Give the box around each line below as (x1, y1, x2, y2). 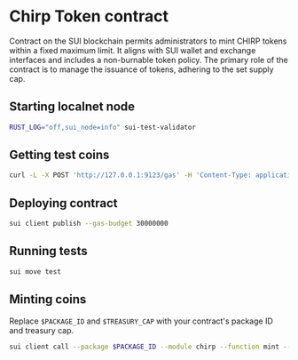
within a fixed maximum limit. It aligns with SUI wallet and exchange (9, 44, 256, 55)
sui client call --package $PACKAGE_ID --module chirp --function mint (9, 342, 279, 351)
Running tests (9, 244, 89, 259)
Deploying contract (9, 196, 118, 211)
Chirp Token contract (9, 6, 169, 27)
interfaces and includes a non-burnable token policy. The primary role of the (9, 54, 288, 65)
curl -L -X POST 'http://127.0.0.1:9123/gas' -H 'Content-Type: (9, 171, 252, 180)
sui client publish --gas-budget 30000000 (9, 220, 169, 228)
